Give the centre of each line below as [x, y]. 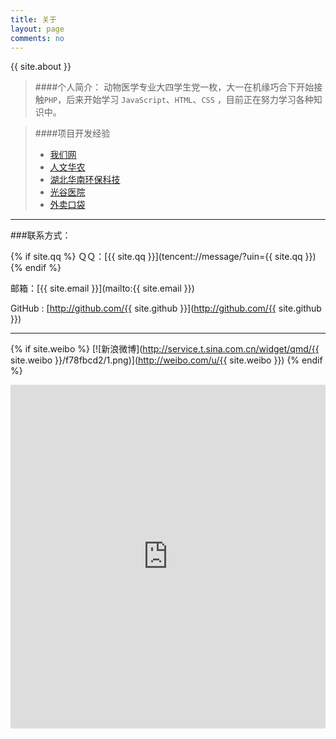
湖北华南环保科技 [85, 180]
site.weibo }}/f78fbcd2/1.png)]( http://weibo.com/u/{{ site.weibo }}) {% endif [166, 360]
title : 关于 [33, 19]
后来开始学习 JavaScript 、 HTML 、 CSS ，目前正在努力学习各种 [190, 100]
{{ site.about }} [41, 67]
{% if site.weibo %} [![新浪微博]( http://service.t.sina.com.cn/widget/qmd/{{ [165, 349]
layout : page [37, 29]
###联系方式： [41, 235]
